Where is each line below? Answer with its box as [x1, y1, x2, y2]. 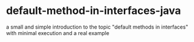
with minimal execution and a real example [6, 29, 110, 36]
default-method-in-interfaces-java [6, 4, 182, 17]
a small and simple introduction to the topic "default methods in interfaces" [6, 23, 189, 30]
